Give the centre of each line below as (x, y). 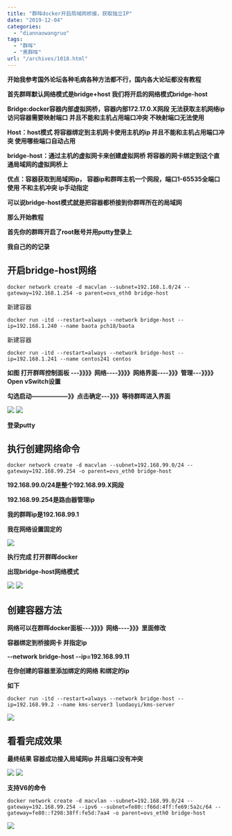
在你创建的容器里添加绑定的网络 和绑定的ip (68, 671)
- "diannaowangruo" (42, 33)
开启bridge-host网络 (52, 271)
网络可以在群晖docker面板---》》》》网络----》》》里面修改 (87, 628)
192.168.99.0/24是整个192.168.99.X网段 (66, 485)
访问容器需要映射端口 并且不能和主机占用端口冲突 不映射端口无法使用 (106, 117)
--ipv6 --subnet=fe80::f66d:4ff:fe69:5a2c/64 (145, 807)
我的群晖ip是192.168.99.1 (43, 514)
